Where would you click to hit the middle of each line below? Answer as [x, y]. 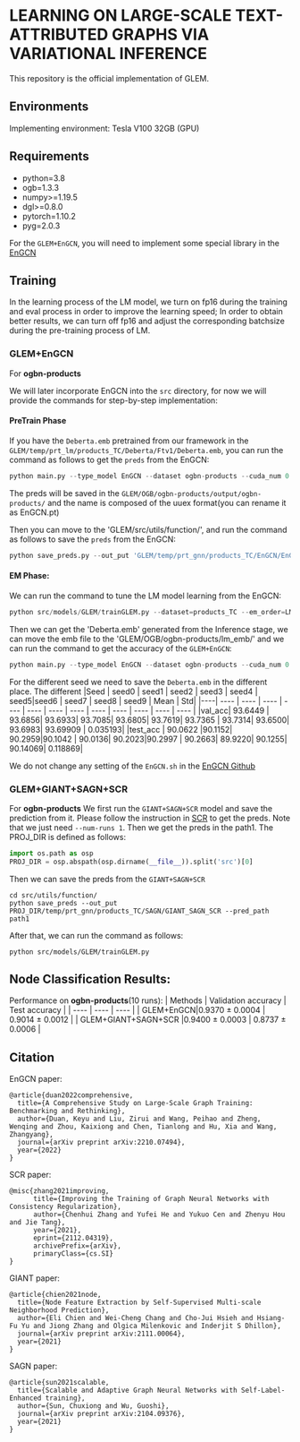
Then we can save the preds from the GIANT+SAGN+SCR [107, 879]
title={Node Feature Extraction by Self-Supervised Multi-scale [139, 1303]
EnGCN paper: [36, 1079]
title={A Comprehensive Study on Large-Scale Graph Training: [135, 1103]
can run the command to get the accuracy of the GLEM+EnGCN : [121, 648]
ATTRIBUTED [59, 34]
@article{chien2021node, [55, 1295]
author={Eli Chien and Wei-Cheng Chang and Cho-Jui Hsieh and [135, 1318]
